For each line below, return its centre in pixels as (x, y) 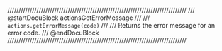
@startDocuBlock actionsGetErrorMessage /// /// (79, 18)
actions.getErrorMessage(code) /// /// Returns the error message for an (111, 25)
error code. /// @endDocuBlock (53, 33)
